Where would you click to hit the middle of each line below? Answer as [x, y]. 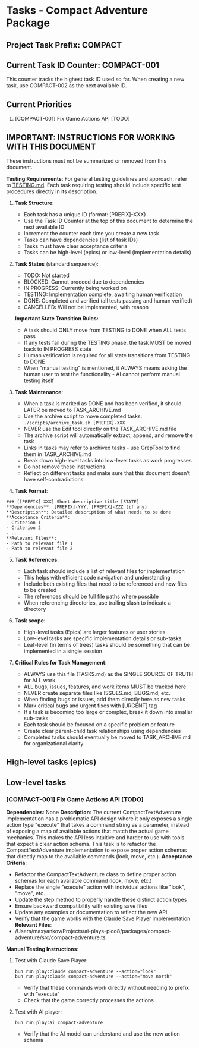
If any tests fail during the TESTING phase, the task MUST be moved [108, 343]
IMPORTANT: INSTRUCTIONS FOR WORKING [91, 137]
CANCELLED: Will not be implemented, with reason [86, 307]
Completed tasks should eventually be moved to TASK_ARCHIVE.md [107, 737]
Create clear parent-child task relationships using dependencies [102, 731]
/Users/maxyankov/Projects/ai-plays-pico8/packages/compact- [93, 931]
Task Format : [31, 491]
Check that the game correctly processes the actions [89, 1000]
